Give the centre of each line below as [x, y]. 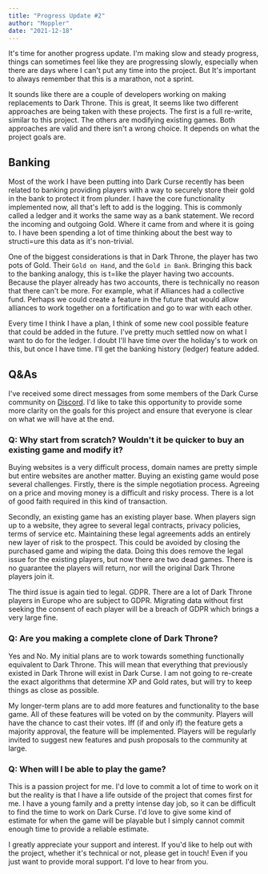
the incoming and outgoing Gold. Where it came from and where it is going [131, 225]
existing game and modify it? [66, 450]
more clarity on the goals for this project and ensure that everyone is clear [130, 411]
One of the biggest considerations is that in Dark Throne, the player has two [133, 257]
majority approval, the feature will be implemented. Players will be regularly [132, 731]
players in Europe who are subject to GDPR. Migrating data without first [126, 601]
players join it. [31, 577]
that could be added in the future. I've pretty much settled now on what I [128, 332]
